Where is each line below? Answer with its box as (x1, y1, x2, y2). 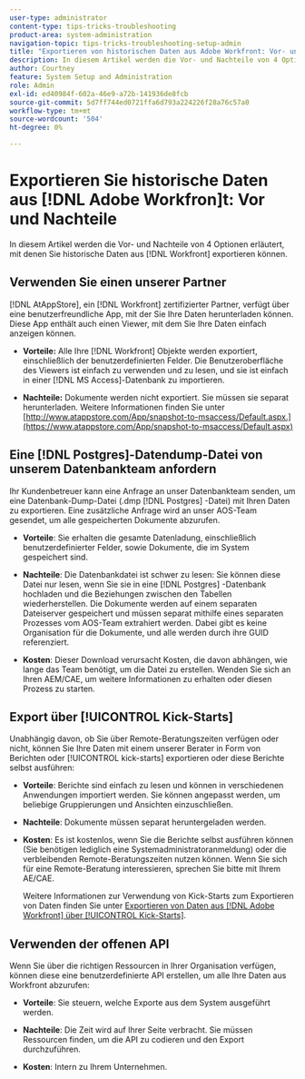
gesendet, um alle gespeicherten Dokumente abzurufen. (9, 514, 221, 525)
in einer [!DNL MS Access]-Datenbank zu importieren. (22, 374, 225, 385)
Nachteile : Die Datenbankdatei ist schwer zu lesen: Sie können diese (22, 569, 281, 579)
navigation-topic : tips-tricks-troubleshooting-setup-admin (9, 38, 242, 48)
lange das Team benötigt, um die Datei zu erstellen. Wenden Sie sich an (22, 664, 291, 675)
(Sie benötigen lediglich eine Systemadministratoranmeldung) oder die (22, 844, 287, 855)
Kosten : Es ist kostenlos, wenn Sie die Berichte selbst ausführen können (22, 835, 294, 846)
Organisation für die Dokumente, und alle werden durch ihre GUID (22, 627, 270, 638)
